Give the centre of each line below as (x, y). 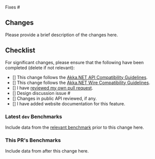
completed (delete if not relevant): (40, 68)
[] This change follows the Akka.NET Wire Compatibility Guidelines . (81, 82)
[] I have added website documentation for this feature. (69, 103)
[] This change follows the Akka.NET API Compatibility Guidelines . (80, 77)
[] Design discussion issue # (41, 93)
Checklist (20, 50)
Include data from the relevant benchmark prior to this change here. (75, 127)
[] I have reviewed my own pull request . (53, 88)
